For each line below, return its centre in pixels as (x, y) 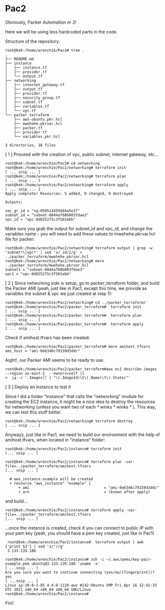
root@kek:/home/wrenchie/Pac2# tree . (45, 50)
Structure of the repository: (33, 41)
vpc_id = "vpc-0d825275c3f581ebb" (41, 219)
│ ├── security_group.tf (33, 98)
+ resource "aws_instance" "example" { (50, 483)
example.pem (17, 564)
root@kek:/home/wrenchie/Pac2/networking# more (55, 261)
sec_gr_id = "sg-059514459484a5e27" (42, 211)
